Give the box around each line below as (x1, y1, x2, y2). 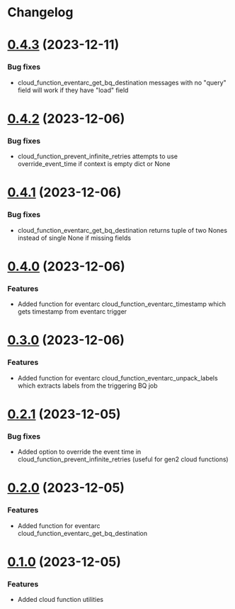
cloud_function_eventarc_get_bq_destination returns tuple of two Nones (17, 226, 228, 234)
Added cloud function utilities (17, 596, 104, 604)
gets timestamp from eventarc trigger (17, 307, 127, 316)
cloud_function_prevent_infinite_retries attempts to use (17, 152, 178, 160)
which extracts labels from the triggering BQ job (17, 381, 158, 390)
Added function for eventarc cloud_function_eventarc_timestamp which (17, 300, 227, 309)
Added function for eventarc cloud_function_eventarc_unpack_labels (17, 373, 218, 382)
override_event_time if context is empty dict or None (17, 160, 171, 168)
